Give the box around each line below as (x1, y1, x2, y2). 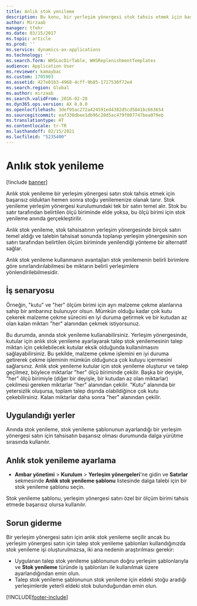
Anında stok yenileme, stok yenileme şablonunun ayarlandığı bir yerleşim (6, 426, 182, 433)
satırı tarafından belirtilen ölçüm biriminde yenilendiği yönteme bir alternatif (6, 239, 188, 246)
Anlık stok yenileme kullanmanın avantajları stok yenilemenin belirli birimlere (6, 256, 189, 263)
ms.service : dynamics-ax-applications (6, 47, 101, 53)
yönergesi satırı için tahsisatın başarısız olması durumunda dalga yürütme (6, 432, 184, 440)
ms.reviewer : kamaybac (6, 69, 62, 74)
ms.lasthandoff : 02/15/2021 (6, 128, 75, 135)
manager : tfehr (6, 25, 43, 31)
